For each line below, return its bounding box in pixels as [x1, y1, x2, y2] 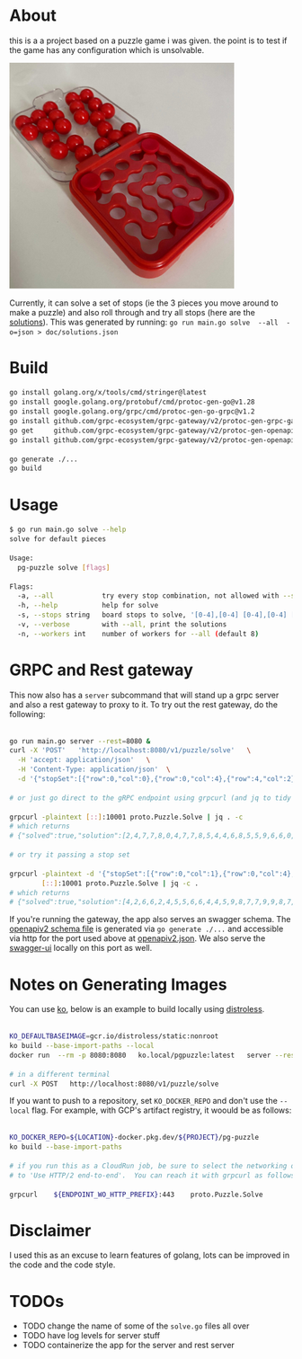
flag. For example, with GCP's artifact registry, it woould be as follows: [31, 1105, 292, 1115]
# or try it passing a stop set [9, 850, 130, 859]
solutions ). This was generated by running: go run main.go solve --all [9, 316, 279, 327]
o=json [9, 327, 34, 337]
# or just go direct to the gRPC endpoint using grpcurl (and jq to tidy [9, 793, 292, 803]
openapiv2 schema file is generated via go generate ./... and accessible [9, 923, 284, 935]
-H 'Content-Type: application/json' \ [17, 765, 171, 774]
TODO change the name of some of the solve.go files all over [22, 1320, 250, 1331]
